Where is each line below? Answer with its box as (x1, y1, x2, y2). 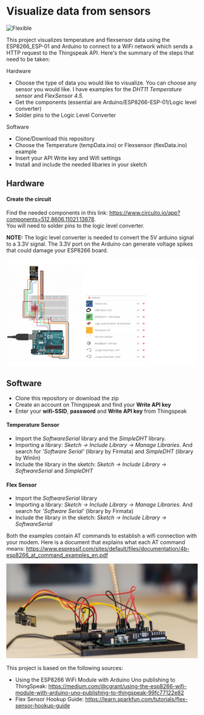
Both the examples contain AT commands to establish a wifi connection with (6, 532, 197, 539)
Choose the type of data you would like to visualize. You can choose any (15, 79, 197, 86)
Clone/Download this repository (15, 135, 95, 142)
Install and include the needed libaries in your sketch (15, 161, 148, 168)
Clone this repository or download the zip (15, 394, 119, 402)
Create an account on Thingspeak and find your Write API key (15, 401, 171, 408)
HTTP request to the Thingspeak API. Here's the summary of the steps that (6, 49, 194, 56)
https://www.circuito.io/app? (109, 209, 181, 216)
